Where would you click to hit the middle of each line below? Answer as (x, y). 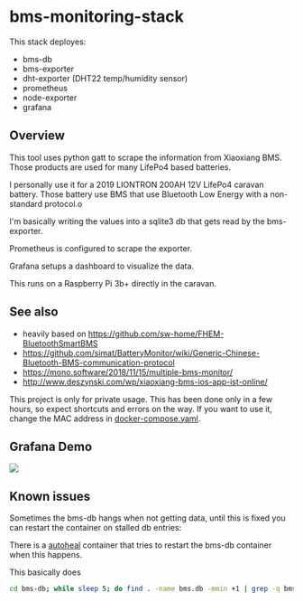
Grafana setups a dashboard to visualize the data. (102, 266)
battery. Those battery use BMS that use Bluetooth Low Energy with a (139, 194)
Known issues (50, 496)
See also (34, 312)
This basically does (45, 572)
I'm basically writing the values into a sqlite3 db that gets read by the (137, 221)
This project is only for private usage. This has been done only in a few (141, 399)
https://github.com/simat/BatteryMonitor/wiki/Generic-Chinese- (141, 353)
